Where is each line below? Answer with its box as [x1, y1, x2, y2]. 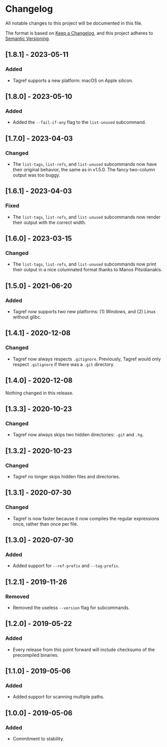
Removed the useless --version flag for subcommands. [12, 604, 130, 611]
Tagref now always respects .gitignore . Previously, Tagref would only [12, 356, 161, 362]
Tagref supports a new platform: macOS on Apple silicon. [12, 77, 134, 84]
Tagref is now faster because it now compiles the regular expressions [12, 515, 159, 521]
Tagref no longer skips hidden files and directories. [12, 473, 121, 479]
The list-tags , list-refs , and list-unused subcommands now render [12, 214, 161, 220]
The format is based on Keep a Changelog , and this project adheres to [5, 30, 153, 36]
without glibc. [12, 314, 42, 320]
